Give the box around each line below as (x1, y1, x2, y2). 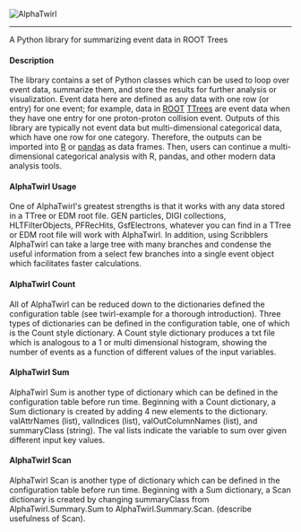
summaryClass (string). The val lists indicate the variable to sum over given (9, 424, 288, 435)
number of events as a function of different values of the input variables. (9, 346, 277, 357)
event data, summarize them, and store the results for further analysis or (9, 84, 277, 95)
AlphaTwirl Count (9, 279, 76, 289)
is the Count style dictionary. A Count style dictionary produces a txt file (9, 327, 276, 338)
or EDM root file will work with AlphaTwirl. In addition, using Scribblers (9, 230, 269, 240)
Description (9, 55, 55, 65)
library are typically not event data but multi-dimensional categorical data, (9, 122, 282, 134)
